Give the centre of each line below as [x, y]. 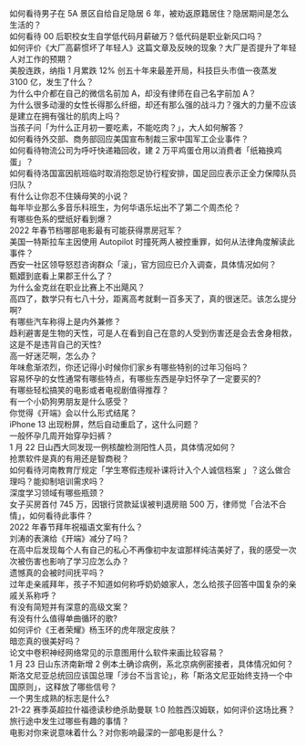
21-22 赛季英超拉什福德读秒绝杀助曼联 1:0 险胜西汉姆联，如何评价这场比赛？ [153, 709]
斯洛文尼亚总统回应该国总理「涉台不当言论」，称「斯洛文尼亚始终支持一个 [147, 675]
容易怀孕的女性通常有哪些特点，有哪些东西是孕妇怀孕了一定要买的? [135, 378]
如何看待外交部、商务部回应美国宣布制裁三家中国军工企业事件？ [129, 139]
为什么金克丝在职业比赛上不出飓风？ [77, 287]
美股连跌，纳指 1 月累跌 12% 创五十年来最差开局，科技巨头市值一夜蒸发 [143, 70]
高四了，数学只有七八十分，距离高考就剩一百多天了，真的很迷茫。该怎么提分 [153, 299]
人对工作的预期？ [41, 59]
